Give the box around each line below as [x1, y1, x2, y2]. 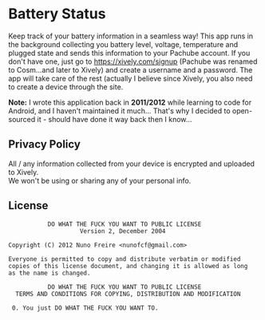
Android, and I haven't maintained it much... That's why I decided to [8, 105, 231, 116]
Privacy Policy [8, 137, 81, 152]
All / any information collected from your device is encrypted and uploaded [8, 159, 255, 168]
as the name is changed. [8, 269, 91, 277]
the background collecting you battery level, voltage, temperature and [8, 39, 238, 49]
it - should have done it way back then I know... [37, 114, 192, 124]
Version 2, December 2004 [79, 227, 166, 235]
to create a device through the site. [8, 81, 124, 92]
